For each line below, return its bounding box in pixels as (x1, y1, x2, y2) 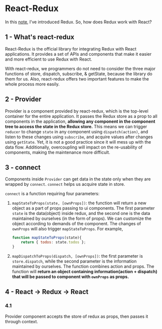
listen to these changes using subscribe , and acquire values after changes (5, 134, 153, 140)
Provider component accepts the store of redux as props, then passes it (5, 313, 148, 319)
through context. (5, 318, 38, 324)
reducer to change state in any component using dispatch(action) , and (5, 129, 148, 134)
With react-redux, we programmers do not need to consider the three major (5, 66, 156, 71)
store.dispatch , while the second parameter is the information (12, 258, 137, 264)
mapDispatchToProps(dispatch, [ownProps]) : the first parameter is (12, 253, 143, 259)
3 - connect (5, 163, 41, 171)
